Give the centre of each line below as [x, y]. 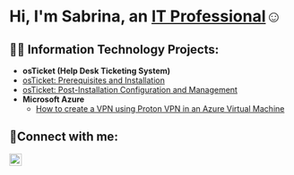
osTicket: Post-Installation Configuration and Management [130, 90]
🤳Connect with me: [64, 137]
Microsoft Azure [53, 99]
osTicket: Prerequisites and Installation [94, 80]
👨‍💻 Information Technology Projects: [114, 50]
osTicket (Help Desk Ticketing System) [96, 71]
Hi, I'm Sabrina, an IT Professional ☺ [146, 17]
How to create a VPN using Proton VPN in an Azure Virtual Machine [160, 108]
